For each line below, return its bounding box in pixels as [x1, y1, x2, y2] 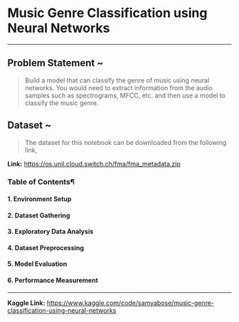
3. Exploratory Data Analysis [7, 227, 94, 236]
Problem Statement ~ [7, 57, 104, 69]
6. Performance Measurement [7, 276, 98, 285]
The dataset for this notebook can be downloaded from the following [24, 138, 227, 146]
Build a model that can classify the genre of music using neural [24, 76, 210, 85]
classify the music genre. [24, 98, 99, 107]
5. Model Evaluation [7, 259, 68, 268]
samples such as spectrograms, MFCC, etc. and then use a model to [24, 91, 226, 100]
